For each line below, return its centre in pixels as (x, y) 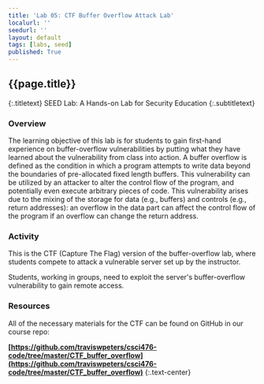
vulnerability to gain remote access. (66, 285)
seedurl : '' (28, 30)
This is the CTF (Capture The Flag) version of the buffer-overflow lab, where (132, 254)
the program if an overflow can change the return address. (103, 216)
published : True (35, 52)
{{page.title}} (42, 84)
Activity (24, 237)
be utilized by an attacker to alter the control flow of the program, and (121, 183)
